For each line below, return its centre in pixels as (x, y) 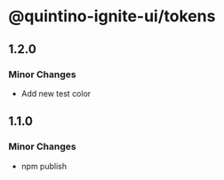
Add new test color (56, 93)
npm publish (44, 166)
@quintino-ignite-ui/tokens (112, 16)
